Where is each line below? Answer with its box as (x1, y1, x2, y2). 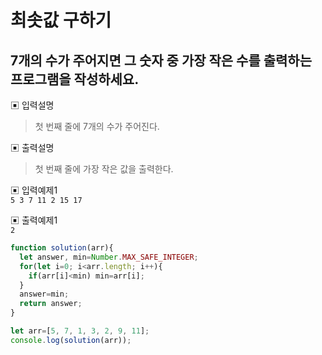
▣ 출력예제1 (10, 214, 58, 226)
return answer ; (19, 299, 83, 309)
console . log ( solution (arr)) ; (10, 335, 132, 345)
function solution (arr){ (10, 243, 114, 253)
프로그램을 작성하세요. (10, 71, 140, 88)
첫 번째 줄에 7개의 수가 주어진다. (34, 121, 160, 132)
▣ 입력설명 (10, 99, 55, 111)
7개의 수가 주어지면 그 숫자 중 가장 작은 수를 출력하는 (10, 52, 313, 69)
